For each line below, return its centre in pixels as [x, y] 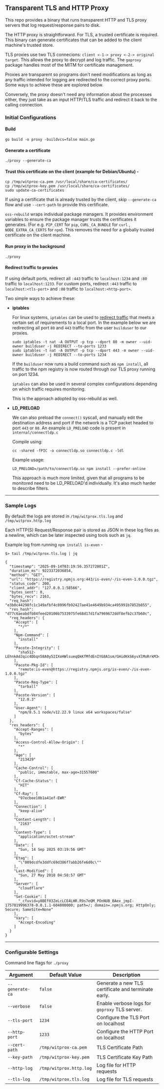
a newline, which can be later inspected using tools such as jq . [68, 535]
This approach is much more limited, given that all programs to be [78, 478]
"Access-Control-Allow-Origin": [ [49, 742]
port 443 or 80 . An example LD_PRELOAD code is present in [69, 428]
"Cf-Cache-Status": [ [36, 781]
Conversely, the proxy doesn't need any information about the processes [79, 94]
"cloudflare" [31, 888]
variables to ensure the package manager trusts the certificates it [71, 220]
